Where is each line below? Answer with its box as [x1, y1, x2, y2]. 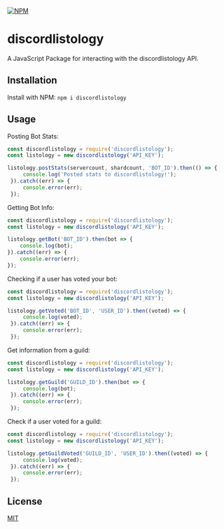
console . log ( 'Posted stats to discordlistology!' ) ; [22, 171, 177, 178]
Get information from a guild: [7, 346, 91, 354]
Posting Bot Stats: [7, 132, 59, 140]
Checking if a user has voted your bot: [7, 274, 118, 283]
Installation [7, 74, 57, 87]
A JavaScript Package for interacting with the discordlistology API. [7, 54, 199, 62]
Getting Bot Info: [7, 203, 55, 211]
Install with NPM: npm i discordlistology [7, 93, 127, 101]
